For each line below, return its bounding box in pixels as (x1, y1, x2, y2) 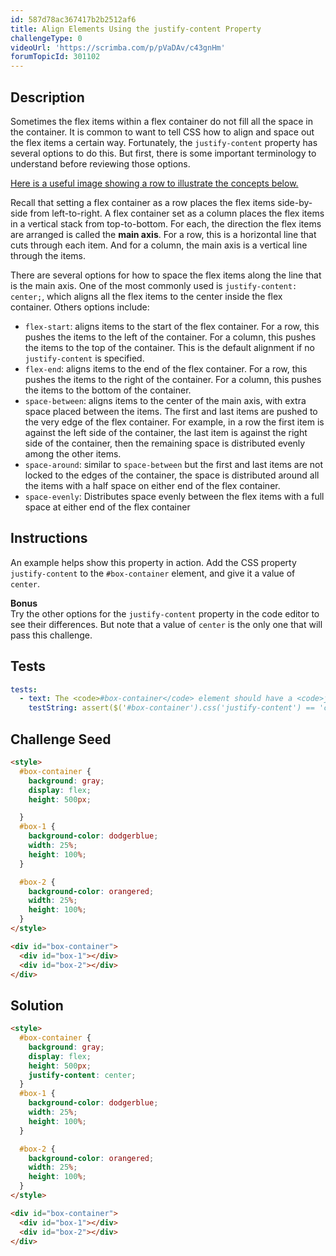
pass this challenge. (10, 629, 93, 641)
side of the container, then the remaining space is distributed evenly (24, 437, 306, 449)
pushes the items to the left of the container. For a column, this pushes (24, 331, 317, 343)
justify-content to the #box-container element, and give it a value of (10, 567, 296, 579)
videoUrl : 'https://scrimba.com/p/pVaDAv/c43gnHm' (10, 42, 226, 53)
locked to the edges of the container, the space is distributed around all (24, 469, 320, 481)
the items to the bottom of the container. (24, 384, 192, 396)
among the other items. (24, 447, 122, 460)
